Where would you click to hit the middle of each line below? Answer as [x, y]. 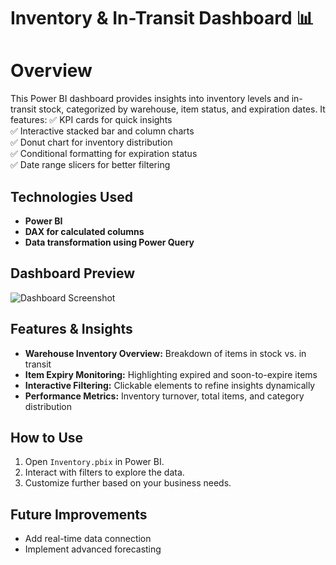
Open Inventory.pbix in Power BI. [94, 462]
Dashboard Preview [73, 273]
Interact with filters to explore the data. [104, 472]
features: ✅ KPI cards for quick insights [91, 120]
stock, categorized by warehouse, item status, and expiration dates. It [182, 109]
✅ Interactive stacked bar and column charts [102, 131]
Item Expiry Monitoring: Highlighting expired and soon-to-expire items [171, 374]
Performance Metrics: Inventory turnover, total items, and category [164, 396]
